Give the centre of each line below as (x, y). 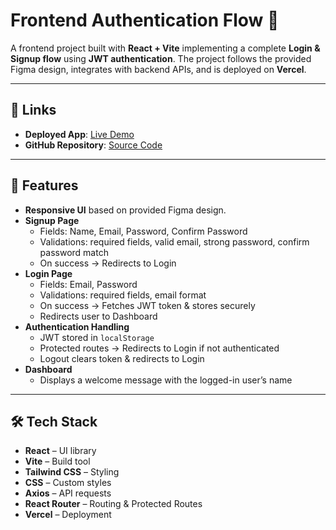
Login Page (48, 273)
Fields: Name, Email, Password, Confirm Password (143, 231)
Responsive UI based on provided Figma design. (125, 210)
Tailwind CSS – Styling (72, 472)
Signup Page (52, 220)
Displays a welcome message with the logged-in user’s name (166, 380)
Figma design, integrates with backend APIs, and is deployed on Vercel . (158, 69)
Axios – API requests (68, 493)
